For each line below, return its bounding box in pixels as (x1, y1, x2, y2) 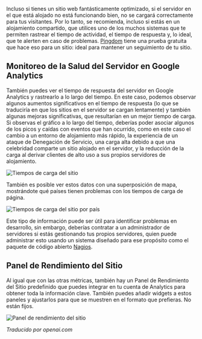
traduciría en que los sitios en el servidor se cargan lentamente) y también (6, 106, 191, 113)
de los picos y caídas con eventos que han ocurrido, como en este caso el (6, 125, 191, 133)
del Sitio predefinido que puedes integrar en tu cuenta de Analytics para (6, 283, 186, 290)
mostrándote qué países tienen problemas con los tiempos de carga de (6, 187, 183, 194)
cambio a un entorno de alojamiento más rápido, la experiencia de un (6, 131, 178, 139)
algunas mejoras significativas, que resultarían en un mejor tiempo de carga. (6, 112, 197, 120)
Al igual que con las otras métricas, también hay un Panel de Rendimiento (6, 277, 189, 284)
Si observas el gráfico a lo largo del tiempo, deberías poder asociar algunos (6, 119, 195, 126)
